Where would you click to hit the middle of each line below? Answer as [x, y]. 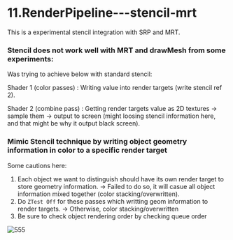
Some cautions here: [37, 165]
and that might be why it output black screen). [74, 123]
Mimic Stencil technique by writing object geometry [97, 142]
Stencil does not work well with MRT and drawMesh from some [116, 50]
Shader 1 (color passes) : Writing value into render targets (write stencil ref [115, 88]
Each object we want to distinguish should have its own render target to [120, 179]
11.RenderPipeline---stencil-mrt [102, 13]
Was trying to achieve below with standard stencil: [80, 74]
